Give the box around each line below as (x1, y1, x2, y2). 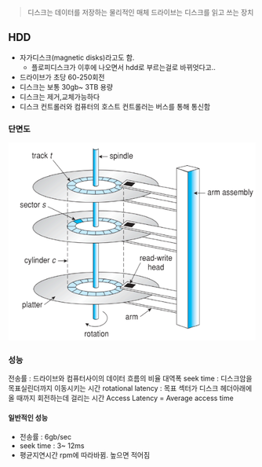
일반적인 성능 (8, 413, 49, 423)
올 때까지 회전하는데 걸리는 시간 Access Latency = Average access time (8, 393, 234, 403)
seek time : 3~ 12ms (19, 440, 85, 450)
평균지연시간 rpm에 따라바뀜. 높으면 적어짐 (19, 450, 151, 459)
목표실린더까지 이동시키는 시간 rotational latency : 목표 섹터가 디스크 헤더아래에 (8, 384, 253, 393)
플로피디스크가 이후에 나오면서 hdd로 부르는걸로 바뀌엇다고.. (31, 62, 216, 72)
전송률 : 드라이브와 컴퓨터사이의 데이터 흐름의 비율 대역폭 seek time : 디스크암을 (8, 373, 253, 384)
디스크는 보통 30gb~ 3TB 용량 (19, 82, 114, 91)
